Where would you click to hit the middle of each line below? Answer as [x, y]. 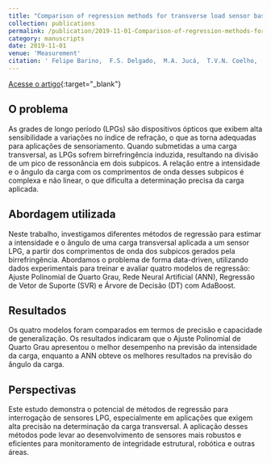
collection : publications [52, 23]
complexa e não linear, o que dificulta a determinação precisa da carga [126, 180]
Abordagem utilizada [62, 215]
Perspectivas [42, 390]
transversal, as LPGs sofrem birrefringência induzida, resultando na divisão [133, 154]
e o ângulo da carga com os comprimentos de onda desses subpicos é [126, 171]
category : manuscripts [46, 38]
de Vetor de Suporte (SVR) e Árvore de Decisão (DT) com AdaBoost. [122, 285]
